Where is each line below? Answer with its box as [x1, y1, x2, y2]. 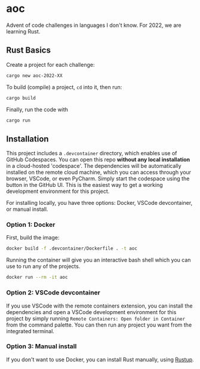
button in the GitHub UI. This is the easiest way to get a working [6, 182, 163, 189]
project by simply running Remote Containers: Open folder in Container [6, 315, 186, 322]
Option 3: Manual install [6, 342, 77, 350]
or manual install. [6, 205, 48, 213]
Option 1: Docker [6, 220, 56, 229]
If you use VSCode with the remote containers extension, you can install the [6, 302, 193, 309]
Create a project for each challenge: [6, 61, 95, 68]
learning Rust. [6, 27, 41, 35]
